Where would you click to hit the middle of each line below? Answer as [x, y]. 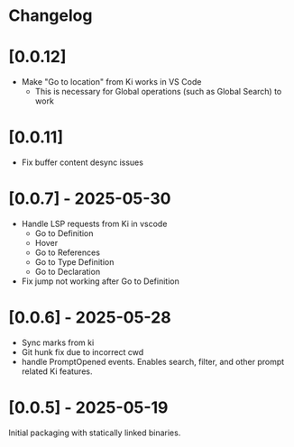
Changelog [51, 16]
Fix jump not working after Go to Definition [100, 281]
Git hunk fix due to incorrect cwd [83, 351]
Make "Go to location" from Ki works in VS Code [111, 82]
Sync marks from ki [58, 342]
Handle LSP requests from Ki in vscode [94, 223]
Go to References [68, 252]
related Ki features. [57, 371]
